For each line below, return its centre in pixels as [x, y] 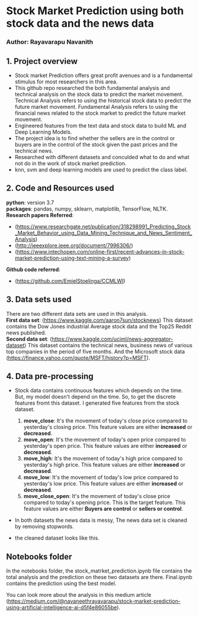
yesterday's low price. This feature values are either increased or [103, 484]
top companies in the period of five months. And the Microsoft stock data [96, 351]
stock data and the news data [80, 23]
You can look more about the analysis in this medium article [79, 595]
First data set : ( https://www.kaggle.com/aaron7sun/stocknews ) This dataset [99, 320]
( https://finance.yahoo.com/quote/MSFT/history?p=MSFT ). [78, 358]
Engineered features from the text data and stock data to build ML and [100, 125]
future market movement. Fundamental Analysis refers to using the [96, 106]
